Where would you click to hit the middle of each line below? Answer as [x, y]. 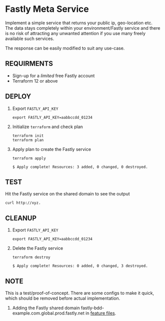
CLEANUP [21, 218]
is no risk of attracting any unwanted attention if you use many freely [75, 33]
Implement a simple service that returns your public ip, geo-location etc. [79, 23]
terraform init [28, 136]
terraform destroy [31, 257]
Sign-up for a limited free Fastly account [54, 76]
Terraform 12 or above [35, 81]
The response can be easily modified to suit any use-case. [65, 48]
